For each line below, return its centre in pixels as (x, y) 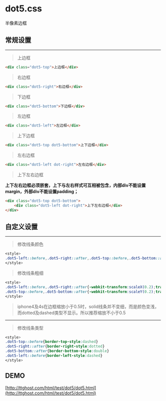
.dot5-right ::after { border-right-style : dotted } (55, 346)
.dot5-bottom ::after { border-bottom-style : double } (57, 351)
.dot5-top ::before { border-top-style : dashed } (52, 342)
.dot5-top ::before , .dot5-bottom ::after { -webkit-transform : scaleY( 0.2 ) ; (80, 292)
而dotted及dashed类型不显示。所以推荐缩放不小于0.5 (71, 313)
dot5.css (24, 9)
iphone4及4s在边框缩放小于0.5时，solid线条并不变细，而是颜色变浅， (88, 306)
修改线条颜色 (30, 244)
